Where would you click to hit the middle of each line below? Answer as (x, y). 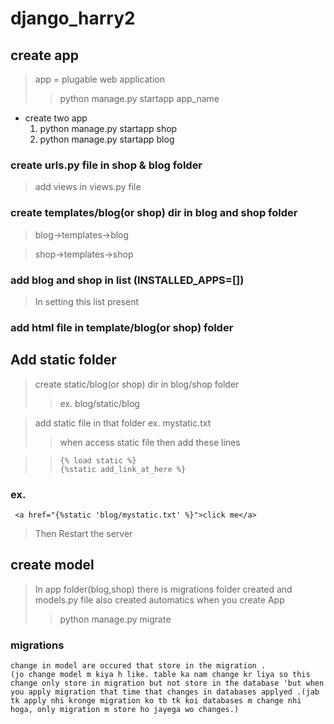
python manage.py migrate (115, 619)
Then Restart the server (83, 533)
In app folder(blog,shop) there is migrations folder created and (163, 589)
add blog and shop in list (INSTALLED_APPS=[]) (127, 280)
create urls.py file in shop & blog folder (106, 165)
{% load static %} (98, 460)
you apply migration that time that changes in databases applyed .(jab (165, 692)
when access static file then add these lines (150, 442)
